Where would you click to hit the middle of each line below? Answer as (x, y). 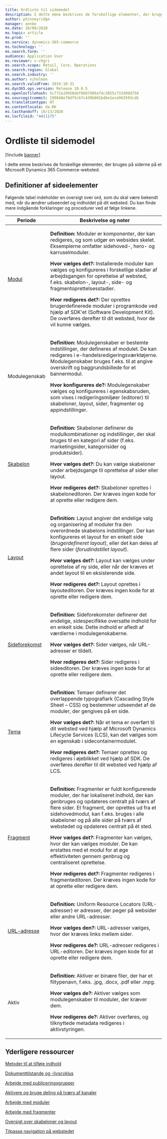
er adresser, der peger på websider (115, 910)
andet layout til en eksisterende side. (93, 573)
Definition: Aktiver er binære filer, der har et (102, 976)
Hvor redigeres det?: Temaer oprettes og (99, 752)
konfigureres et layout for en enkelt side (97, 537)
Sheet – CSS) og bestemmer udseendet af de (103, 705)
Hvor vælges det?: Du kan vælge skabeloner (103, 464)
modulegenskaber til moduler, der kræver (99, 999)
